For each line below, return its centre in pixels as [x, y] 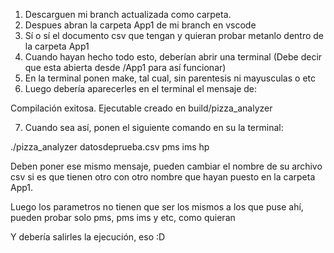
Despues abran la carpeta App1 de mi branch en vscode [140, 25]
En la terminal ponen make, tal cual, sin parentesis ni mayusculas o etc [170, 78]
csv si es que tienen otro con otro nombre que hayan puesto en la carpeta [163, 177]
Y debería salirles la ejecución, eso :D [88, 237]
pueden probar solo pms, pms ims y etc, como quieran [123, 217]
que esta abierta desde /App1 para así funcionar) [125, 67]
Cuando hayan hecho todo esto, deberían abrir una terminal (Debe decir [173, 57]
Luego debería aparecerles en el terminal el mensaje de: [141, 88]
